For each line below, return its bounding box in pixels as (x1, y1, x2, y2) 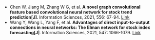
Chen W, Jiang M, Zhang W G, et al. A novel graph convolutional (9, 4, 140, 10)
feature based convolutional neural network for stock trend (9, 9, 133, 15)
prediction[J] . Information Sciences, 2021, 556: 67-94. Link (9, 14, 130, 20)
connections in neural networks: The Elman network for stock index (9, 25, 150, 30)
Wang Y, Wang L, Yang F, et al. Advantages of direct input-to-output (9, 19, 150, 25)
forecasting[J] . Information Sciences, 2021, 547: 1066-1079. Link (9, 30, 141, 35)
